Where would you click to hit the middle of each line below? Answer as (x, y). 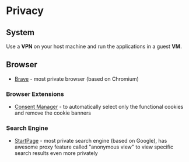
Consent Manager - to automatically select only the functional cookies (99, 107)
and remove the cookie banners (53, 113)
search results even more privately (56, 153)
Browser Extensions (35, 94)
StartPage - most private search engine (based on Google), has (91, 141)
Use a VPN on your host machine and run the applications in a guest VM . (94, 46)
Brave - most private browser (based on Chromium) (76, 79)
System (20, 32)
